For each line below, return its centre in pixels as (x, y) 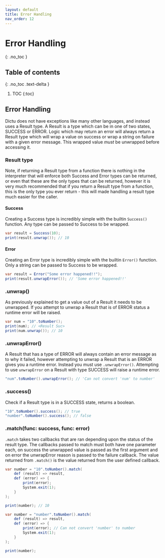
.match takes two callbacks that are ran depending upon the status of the (79, 439)
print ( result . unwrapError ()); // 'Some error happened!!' (66, 279)
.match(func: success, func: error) (48, 428)
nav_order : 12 (20, 19)
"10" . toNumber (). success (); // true (43, 411)
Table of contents (33, 72)
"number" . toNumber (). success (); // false (48, 416)
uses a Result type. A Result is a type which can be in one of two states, (78, 126)
